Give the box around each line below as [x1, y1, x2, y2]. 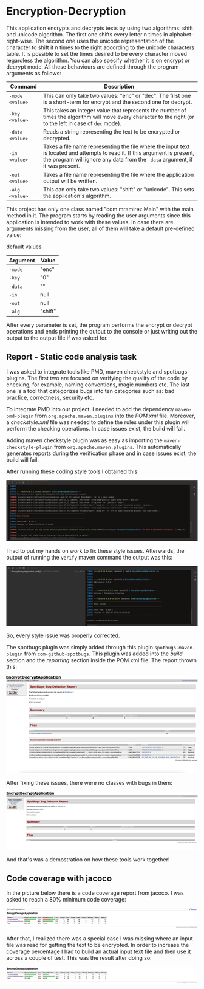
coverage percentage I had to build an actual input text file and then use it [6, 948, 191, 955]
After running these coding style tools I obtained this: [6, 468, 139, 475]
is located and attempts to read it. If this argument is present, [43, 149, 195, 157]
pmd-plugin [6, 413, 34, 419]
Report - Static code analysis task [6, 352, 137, 362]
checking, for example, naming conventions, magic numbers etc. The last [6, 381, 190, 388]
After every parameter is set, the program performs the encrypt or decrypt [6, 321, 192, 329]
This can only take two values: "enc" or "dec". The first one [43, 92, 191, 99]
